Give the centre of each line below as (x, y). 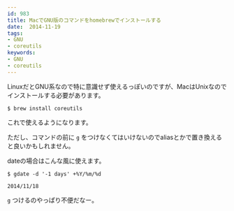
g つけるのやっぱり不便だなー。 (52, 200)
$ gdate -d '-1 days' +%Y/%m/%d (54, 174)
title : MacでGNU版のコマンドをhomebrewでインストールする (85, 20)
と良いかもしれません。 (41, 146)
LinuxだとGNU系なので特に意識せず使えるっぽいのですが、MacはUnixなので (117, 86)
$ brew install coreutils (45, 108)
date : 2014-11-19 (34, 27)
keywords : (22, 53)
